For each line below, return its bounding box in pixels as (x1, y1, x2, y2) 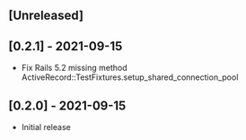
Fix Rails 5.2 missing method (21, 63, 127, 74)
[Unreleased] (8, 8, 84, 23)
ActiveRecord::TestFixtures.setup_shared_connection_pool (21, 72, 239, 83)
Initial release (21, 122, 71, 133)
